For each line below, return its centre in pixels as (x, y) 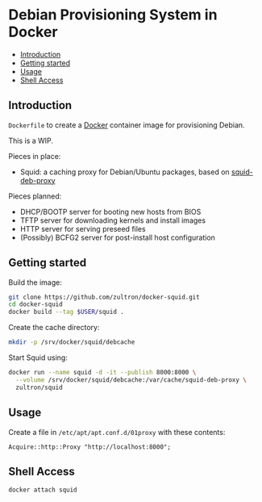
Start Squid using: (38, 358)
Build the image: (35, 282)
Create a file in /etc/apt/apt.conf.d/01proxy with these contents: (117, 432)
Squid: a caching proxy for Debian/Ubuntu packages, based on (125, 172)
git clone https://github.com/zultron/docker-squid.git (104, 297)
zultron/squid (39, 387)
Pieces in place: (35, 156)
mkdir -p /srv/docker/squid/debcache (72, 342)
